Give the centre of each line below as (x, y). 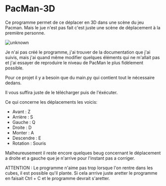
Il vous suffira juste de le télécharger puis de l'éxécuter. (61, 92)
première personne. (25, 33)
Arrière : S (22, 117)
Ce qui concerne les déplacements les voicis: (51, 102)
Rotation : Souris (29, 143)
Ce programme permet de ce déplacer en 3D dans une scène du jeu (75, 22)
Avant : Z (21, 112)
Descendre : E (26, 138)
